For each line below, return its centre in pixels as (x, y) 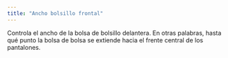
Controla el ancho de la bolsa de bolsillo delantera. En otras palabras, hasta (114, 33)
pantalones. (24, 47)
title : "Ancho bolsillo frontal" (55, 13)
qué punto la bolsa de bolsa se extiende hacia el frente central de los (105, 40)
